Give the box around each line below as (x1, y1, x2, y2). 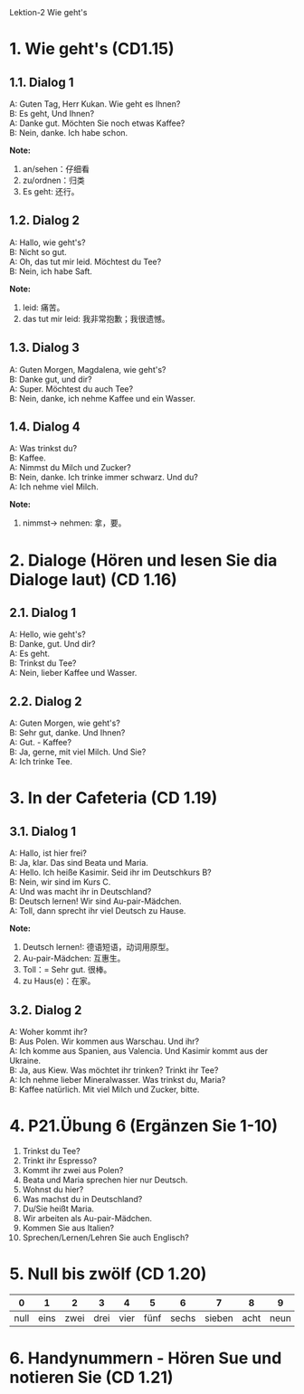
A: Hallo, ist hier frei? (9, 848, 88, 858)
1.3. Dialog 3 (9, 340, 80, 356)
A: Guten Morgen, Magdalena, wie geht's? (9, 364, 166, 375)
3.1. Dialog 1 (9, 823, 77, 839)
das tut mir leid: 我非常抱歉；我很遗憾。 (22, 313, 170, 324)
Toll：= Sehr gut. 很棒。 (22, 964, 112, 975)
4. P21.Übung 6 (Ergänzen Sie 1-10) (9, 1115, 279, 1136)
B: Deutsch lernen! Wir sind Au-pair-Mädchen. (9, 896, 183, 906)
